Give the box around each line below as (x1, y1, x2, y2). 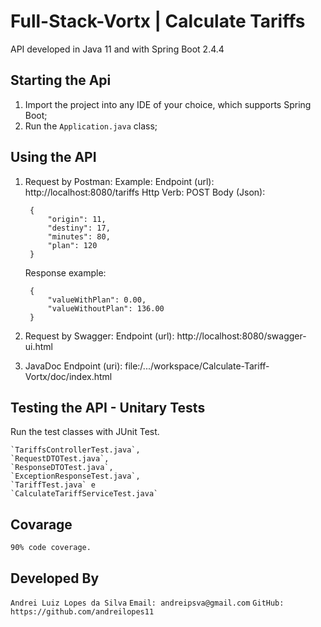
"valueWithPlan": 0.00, (47, 295, 147, 305)
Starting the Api (10, 72, 112, 89)
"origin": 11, (47, 214, 107, 224)
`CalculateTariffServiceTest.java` (10, 489, 159, 499)
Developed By (10, 570, 100, 587)
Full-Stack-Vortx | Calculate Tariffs (10, 10, 306, 33)
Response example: (24, 266, 107, 279)
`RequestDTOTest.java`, (10, 454, 110, 464)
